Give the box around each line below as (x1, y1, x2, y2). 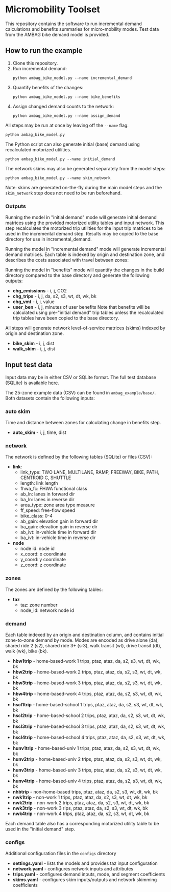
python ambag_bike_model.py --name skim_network (5, 175, 111, 181)
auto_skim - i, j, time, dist (12, 429, 66, 435)
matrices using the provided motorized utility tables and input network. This (5, 220, 164, 226)
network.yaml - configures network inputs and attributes (12, 866, 134, 872)
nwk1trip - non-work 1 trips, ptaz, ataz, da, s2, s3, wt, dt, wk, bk (12, 794, 148, 801)
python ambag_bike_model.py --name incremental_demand (12, 75, 132, 81)
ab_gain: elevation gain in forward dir (20, 518, 99, 524)
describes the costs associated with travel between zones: (5, 257, 129, 263)
